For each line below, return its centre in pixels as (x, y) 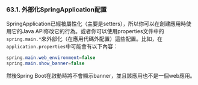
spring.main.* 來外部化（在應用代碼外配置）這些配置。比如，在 (85, 39)
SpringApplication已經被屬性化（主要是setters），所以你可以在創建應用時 (96, 24)
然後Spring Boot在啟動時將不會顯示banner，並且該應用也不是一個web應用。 (101, 76)
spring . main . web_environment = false (51, 58)
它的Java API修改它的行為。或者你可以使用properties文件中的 (88, 31)
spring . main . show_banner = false (45, 64)
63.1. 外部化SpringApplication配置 (57, 9)
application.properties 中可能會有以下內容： (62, 46)
